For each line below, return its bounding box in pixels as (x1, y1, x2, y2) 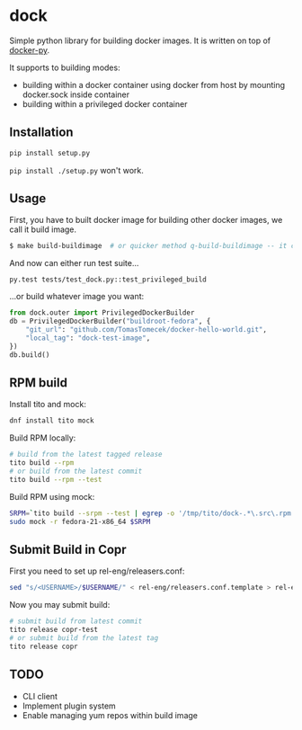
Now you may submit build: (9, 600, 111, 610)
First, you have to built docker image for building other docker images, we (9, 215, 283, 226)
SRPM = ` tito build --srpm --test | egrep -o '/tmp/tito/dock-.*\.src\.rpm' (9, 509, 296, 518)
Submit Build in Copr (9, 541, 128, 557)
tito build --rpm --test (9, 475, 102, 484)
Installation (9, 125, 74, 140)
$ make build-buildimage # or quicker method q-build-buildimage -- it (9, 242, 288, 251)
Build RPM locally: (9, 432, 76, 443)
